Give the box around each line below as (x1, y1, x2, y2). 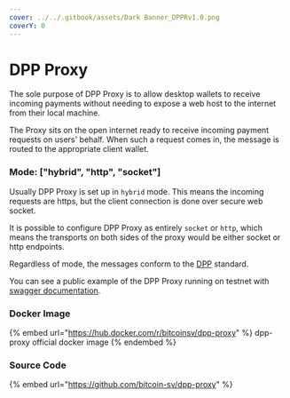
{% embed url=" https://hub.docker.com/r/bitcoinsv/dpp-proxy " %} (9, 328, 253, 338)
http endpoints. (9, 241, 65, 251)
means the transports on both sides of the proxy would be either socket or (9, 232, 281, 243)
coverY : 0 (9, 21, 46, 30)
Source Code (9, 359, 67, 371)
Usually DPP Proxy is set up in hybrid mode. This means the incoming (9, 186, 264, 196)
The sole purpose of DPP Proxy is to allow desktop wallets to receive (9, 89, 261, 99)
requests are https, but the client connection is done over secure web (9, 195, 263, 206)
